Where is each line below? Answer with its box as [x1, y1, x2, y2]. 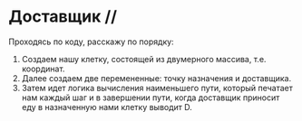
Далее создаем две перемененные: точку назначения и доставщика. [21, 72, 292, 83]
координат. [21, 63, 65, 74]
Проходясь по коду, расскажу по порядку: [8, 36, 174, 47]
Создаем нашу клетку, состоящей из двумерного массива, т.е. [21, 53, 267, 64]
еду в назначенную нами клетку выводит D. [21, 101, 192, 112]
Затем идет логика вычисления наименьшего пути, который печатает [21, 82, 294, 93]
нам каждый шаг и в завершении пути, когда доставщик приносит [21, 92, 280, 103]
